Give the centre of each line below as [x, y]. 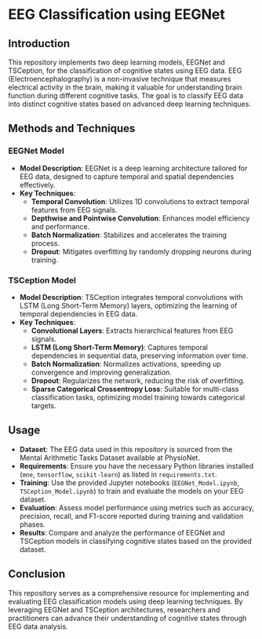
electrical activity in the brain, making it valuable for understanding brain [125, 87]
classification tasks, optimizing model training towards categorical [138, 397]
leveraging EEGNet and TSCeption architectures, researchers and [114, 609]
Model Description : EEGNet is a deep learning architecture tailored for [133, 168]
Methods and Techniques [72, 128]
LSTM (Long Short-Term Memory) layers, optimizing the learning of [128, 305]
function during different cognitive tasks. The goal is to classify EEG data [126, 95]
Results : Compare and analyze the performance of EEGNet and [122, 532]
